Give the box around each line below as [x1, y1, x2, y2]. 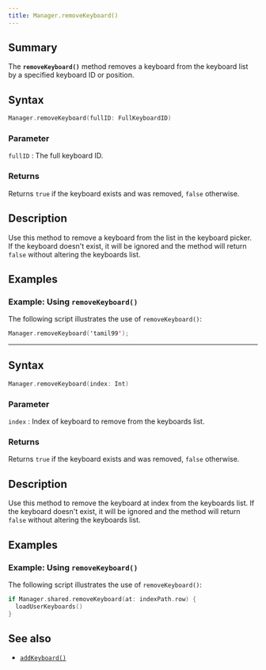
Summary [8, 41, 58, 55]
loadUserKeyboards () [15, 603, 83, 611]
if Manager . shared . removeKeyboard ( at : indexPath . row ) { [8, 595, 196, 603]
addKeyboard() [19, 654, 66, 662]
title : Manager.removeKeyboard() [8, 11, 119, 20]
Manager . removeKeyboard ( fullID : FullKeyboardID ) [8, 114, 172, 123]
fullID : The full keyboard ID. [8, 151, 104, 161]
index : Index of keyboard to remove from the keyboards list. [8, 417, 205, 426]
